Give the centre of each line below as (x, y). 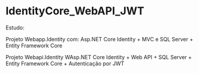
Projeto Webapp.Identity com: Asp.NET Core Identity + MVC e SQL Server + (99, 39)
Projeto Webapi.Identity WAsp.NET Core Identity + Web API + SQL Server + (99, 57)
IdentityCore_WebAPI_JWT (75, 11)
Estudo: (15, 28)
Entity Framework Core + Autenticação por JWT (65, 63)
